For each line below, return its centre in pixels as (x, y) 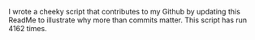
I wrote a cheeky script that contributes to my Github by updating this (125, 12)
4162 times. (28, 28)
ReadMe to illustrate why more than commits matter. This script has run (128, 20)
